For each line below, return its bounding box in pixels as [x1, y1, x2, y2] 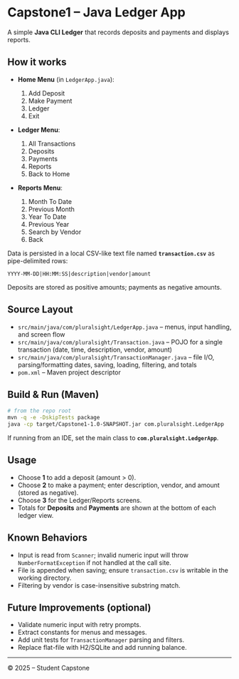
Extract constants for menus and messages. [17, 628, 147, 637]
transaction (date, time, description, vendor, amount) [17, 345, 173, 354]
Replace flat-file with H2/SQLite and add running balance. [17, 643, 187, 652]
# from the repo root [7, 407, 72, 414]
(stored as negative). [17, 488, 79, 496]
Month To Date [28, 197, 73, 205]
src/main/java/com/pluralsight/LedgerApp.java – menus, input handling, [17, 322, 232, 331]
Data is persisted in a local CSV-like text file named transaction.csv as [7, 249, 216, 257]
